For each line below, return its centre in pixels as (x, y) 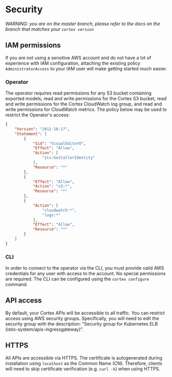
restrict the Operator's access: (38, 115)
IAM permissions (33, 45)
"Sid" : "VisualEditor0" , (59, 143)
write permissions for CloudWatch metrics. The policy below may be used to (86, 109)
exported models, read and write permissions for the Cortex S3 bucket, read (86, 99)
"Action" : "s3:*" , (52, 186)
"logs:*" (51, 215)
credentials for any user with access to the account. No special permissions (85, 274)
